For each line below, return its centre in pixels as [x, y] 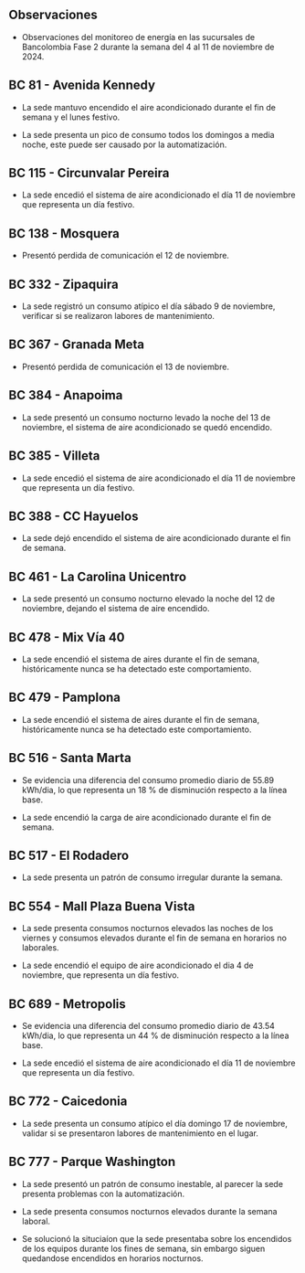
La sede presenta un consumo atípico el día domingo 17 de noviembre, [155, 1123]
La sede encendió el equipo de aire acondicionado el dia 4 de [138, 965]
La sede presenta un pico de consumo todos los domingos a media [148, 134]
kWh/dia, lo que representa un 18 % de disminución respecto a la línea [154, 790]
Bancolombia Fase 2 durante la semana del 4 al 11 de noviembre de [148, 47]
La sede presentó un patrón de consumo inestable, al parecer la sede [152, 1183]
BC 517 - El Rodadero [69, 855]
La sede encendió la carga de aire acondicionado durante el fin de [146, 817]
